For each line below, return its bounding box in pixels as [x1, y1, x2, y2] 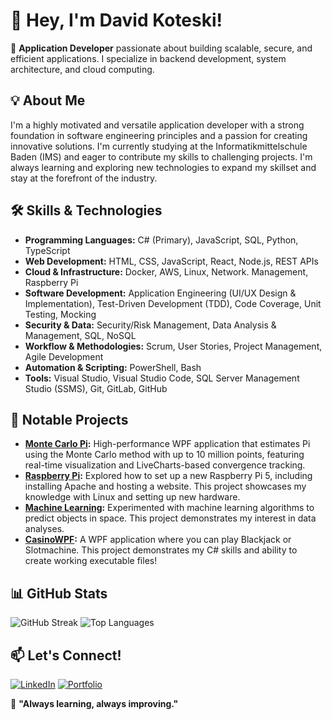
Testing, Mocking [24, 308, 97, 320]
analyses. [24, 523, 65, 535]
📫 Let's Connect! [10, 647, 122, 664]
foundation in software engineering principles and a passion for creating [10, 129, 308, 141]
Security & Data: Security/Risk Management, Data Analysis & [24, 319, 277, 331]
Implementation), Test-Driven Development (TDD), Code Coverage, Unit [24, 297, 322, 309]
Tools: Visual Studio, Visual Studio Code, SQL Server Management [24, 372, 300, 384]
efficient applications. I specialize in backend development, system [10, 52, 287, 64]
